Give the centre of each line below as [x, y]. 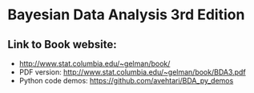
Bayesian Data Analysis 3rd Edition [126, 15]
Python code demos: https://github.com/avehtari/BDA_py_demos [126, 81]
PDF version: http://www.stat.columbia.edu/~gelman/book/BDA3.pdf [132, 72]
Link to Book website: [62, 44]
